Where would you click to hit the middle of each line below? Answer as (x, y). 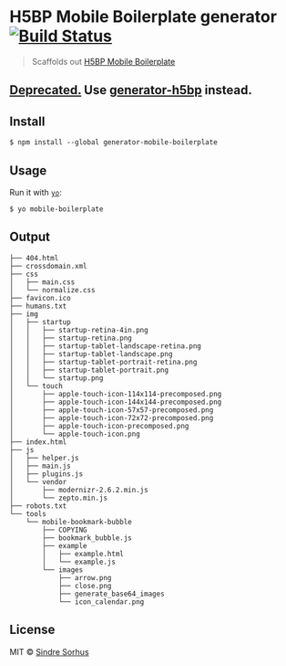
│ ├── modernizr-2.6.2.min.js (79, 490)
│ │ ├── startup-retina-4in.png (79, 330)
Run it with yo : (36, 192)
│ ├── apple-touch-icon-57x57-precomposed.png (112, 410)
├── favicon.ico (40, 298)
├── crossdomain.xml (49, 266)
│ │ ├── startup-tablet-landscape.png (91, 354)
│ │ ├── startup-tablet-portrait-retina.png (103, 362)
